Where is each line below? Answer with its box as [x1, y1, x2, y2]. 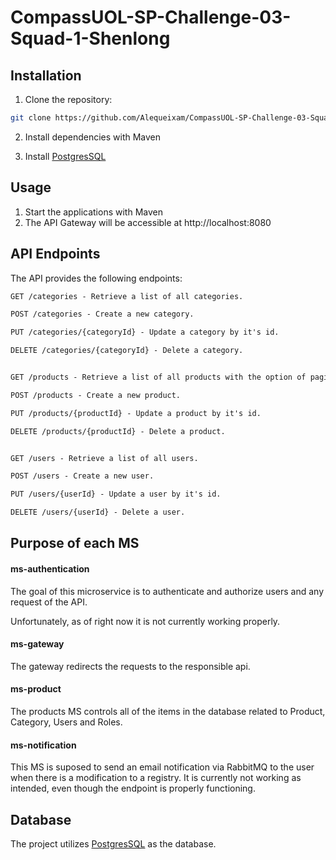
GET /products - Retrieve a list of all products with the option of [10, 372, 307, 382]
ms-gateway [10, 638, 65, 650]
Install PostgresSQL [24, 150, 107, 162]
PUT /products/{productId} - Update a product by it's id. [10, 408, 262, 418]
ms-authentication [10, 562, 90, 575]
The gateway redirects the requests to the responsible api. [10, 660, 251, 672]
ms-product [10, 683, 62, 695]
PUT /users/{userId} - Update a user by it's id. [10, 489, 222, 500]
